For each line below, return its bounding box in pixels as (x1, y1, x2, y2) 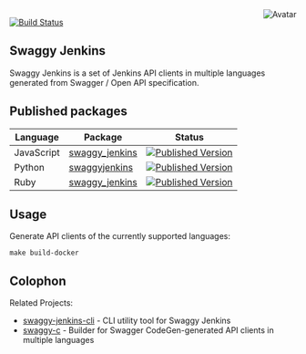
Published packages (9, 104, 127, 120)
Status (174, 130, 205, 143)
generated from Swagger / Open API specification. (9, 77, 199, 88)
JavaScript (14, 146, 61, 159)
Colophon (9, 273, 66, 288)
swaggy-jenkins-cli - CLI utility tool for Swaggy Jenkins (22, 315, 231, 327)
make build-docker (9, 248, 79, 258)
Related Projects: (9, 297, 74, 308)
